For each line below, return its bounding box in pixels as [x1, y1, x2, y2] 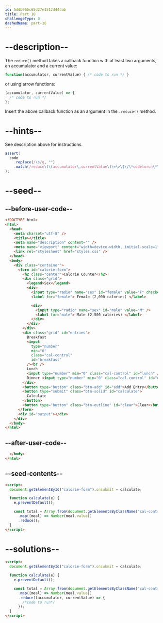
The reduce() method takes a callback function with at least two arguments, [5, 58, 157, 64]
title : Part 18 [5, 12, 36, 17]
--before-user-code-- [5, 205, 73, 213]
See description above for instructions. [5, 142, 83, 147]
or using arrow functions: [5, 81, 56, 87]
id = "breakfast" [31, 357, 62, 362]
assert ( [5, 151, 21, 156]
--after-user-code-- [5, 439, 67, 447]
